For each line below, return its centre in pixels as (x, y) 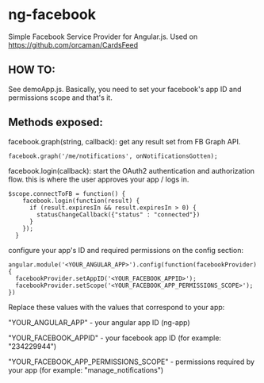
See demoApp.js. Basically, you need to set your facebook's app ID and (125, 89)
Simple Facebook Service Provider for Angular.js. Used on (103, 36)
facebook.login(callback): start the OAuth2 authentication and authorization (132, 170)
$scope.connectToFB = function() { (67, 193)
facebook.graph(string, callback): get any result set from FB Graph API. (124, 141)
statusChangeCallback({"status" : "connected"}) (119, 214)
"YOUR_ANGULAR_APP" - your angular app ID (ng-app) (99, 322)
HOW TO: (32, 70)
